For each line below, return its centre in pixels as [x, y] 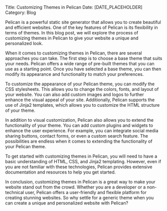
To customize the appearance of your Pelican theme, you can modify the [80, 84]
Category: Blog [21, 12]
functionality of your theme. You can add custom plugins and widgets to [79, 125]
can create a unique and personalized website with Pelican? [67, 203]
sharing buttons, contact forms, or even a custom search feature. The [77, 136]
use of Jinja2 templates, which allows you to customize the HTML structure [83, 105]
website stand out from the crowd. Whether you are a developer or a [76, 187]
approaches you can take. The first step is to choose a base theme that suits [84, 58]
